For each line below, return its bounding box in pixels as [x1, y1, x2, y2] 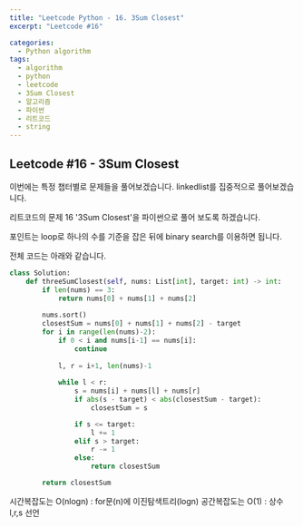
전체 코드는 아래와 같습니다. [9, 250, 107, 261]
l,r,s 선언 [9, 507, 40, 518]
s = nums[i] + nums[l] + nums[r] [73, 386, 201, 395]
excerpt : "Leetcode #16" [9, 22, 103, 31]
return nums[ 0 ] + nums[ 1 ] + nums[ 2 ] [57, 294, 197, 303]
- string [17, 122, 51, 132]
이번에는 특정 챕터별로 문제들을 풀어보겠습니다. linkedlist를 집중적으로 [9, 181, 256, 191]
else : [73, 454, 95, 463]
